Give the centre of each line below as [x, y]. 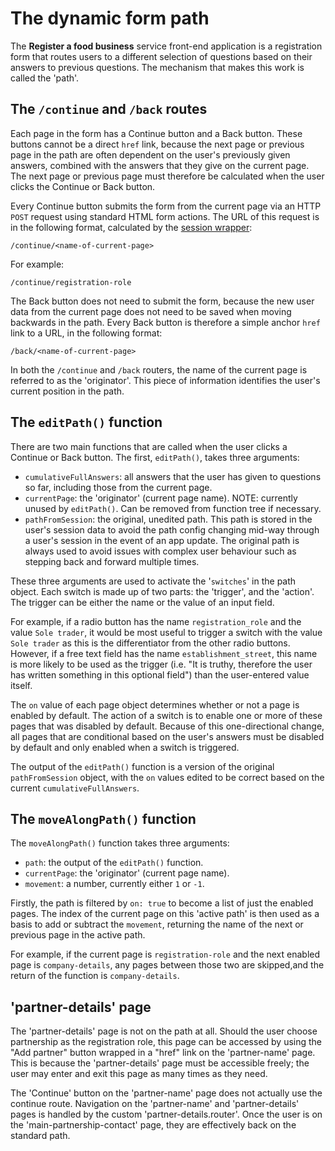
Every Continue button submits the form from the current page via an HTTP [166, 206]
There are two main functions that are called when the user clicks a [149, 446]
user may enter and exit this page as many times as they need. [139, 1074]
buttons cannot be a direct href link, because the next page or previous [157, 144]
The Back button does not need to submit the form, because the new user [162, 301]
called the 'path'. [45, 78]
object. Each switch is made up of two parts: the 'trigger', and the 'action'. [162, 591]
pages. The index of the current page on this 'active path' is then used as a [165, 914]
